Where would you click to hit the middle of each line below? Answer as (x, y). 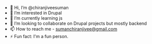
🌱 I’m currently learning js (36, 18)
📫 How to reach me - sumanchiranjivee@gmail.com (64, 29)
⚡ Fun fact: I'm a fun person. (39, 36)
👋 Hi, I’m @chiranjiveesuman (39, 8)
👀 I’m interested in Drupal (36, 13)
